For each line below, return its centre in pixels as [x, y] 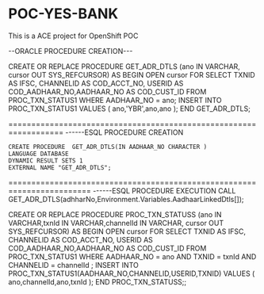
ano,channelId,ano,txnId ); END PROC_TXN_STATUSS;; [98, 281]
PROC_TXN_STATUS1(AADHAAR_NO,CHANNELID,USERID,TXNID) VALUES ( [132, 273]
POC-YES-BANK [63, 14]
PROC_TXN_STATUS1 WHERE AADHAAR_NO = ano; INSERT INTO [115, 100]
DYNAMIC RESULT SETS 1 [46, 160]
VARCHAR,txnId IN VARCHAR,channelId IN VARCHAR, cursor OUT [116, 223]
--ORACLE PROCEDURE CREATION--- [71, 51]
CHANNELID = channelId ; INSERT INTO [73, 265]
